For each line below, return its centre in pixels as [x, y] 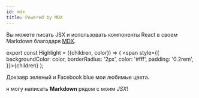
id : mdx [16, 12]
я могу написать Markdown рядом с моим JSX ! [67, 88]
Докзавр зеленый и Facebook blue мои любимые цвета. [78, 77]
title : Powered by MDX [34, 17]
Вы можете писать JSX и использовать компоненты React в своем [92, 34]
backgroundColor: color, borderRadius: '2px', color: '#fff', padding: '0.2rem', [100, 59]
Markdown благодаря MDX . [41, 41]
